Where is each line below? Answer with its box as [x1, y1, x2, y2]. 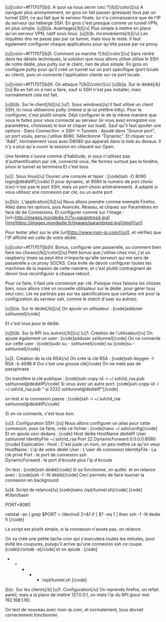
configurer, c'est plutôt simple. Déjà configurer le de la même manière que [5, 112, 157, 118]
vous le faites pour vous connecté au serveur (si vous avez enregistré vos [5, 117, 156, 123]
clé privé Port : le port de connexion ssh [5, 452, 87, 457]
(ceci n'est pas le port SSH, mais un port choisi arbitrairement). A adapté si [5, 184, 158, 190]
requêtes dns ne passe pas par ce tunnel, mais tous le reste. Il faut [5, 36, 141, 42]
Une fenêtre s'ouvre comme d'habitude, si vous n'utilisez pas [5, 153, 130, 159]
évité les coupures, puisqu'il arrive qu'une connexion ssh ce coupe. [5, 541, 143, 547]
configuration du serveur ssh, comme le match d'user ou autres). [5, 296, 138, 302]
